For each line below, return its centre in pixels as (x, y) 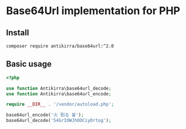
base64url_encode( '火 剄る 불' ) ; (45, 115)
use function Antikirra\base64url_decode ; (59, 88)
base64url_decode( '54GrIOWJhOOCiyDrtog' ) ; (59, 121)
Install (18, 33)
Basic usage (29, 64)
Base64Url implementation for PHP (93, 11)
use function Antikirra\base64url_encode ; (59, 94)
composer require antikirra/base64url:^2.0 (60, 46)
